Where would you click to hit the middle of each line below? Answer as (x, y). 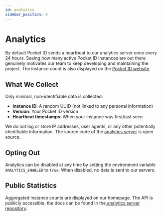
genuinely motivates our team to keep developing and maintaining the (77, 63)
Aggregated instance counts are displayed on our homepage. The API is (79, 198)
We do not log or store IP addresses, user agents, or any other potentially (80, 126)
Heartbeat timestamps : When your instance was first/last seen (78, 117)
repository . (16, 208)
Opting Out (23, 153)
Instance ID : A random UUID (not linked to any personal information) (83, 106)
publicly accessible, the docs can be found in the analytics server (73, 203)
